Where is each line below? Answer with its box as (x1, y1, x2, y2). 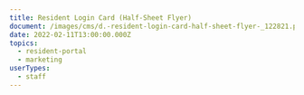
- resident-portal (17, 47, 88, 56)
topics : (9, 38, 39, 48)
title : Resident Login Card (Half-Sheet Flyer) (9, 13, 193, 23)
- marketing (17, 55, 63, 64)
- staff (17, 72, 47, 81)
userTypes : (9, 64, 51, 73)
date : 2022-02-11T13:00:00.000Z (9, 30, 131, 39)
